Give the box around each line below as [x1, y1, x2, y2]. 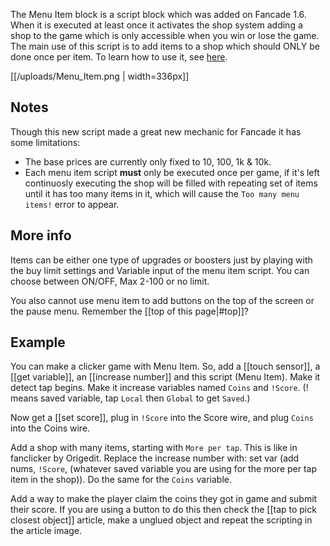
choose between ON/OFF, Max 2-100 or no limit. [10, 275, 210, 287]
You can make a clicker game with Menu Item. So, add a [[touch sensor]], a [10, 360, 321, 373]
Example [10, 334, 66, 351]
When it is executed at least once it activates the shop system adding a [10, 19, 303, 31]
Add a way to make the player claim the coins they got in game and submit [10, 493, 318, 505]
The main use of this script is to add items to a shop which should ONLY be [10, 40, 320, 52]
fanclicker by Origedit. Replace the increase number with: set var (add [10, 452, 300, 464]
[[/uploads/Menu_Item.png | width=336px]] [10, 70, 190, 82]
